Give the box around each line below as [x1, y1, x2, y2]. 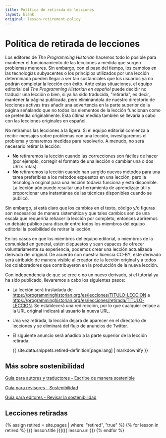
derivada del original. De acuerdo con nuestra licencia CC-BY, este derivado [5, 252, 161, 258]
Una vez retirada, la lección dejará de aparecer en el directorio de [12, 318, 147, 324]
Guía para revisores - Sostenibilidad [5, 385, 78, 391]
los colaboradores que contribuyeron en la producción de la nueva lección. [5, 262, 159, 268]
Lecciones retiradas [5, 409, 68, 417]
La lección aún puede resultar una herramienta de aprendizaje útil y [12, 185, 151, 191]
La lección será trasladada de [12, 287, 73, 293]
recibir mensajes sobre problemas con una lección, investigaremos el [5, 133, 147, 139]
